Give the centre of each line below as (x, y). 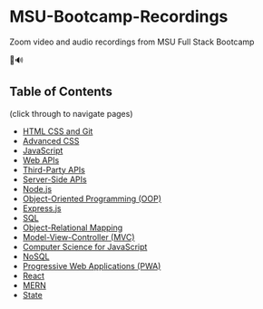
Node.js (37, 188)
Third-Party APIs (54, 169)
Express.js (42, 208)
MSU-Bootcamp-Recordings (119, 17)
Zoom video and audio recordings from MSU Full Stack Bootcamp (132, 42)
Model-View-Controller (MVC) (78, 237)
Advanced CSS (51, 140)
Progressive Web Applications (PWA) (92, 266)
